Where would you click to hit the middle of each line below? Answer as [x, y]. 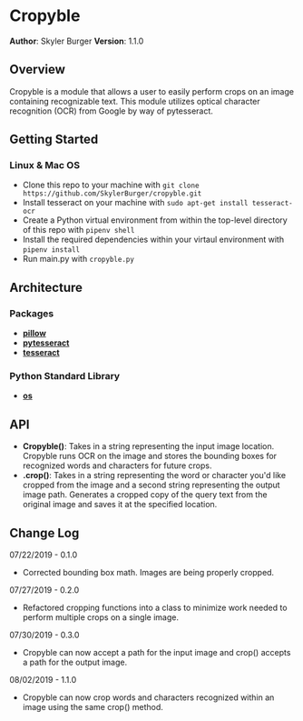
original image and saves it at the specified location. [120, 505]
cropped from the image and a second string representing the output [151, 485]
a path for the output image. [75, 662]
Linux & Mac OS [44, 165]
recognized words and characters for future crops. [117, 466]
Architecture [46, 287]
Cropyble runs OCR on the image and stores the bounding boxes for [150, 456]
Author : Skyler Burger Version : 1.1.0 [77, 41]
